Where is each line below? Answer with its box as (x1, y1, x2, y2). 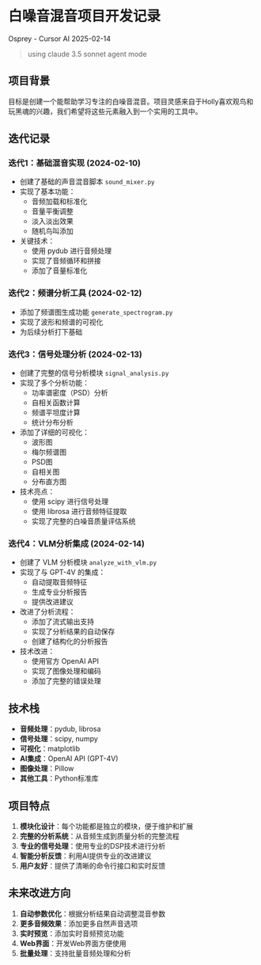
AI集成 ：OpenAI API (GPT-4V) (19, 754, 119, 763)
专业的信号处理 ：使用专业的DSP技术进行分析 (19, 841, 166, 850)
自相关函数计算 (31, 398, 81, 407)
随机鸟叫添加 (31, 226, 74, 236)
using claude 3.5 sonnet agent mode (27, 49, 148, 59)
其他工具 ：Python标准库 (19, 774, 99, 783)
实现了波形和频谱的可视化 (19, 317, 104, 327)
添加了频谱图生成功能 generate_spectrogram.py (19, 307, 173, 316)
